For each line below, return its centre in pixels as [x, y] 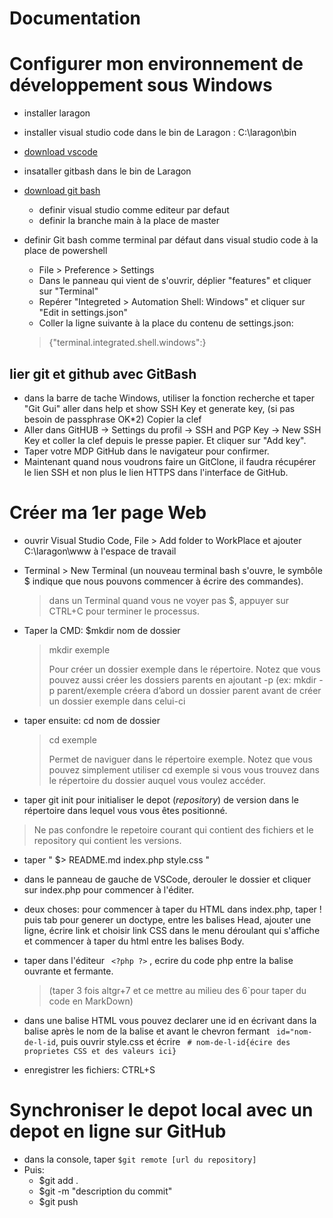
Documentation [75, 18]
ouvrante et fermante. [68, 971]
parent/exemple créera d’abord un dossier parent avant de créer [189, 690]
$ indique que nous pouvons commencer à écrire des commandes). [163, 581]
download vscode [60, 152]
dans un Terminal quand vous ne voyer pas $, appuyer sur [169, 600]
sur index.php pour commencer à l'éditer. [109, 889]
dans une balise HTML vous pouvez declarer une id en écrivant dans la [170, 1020]
